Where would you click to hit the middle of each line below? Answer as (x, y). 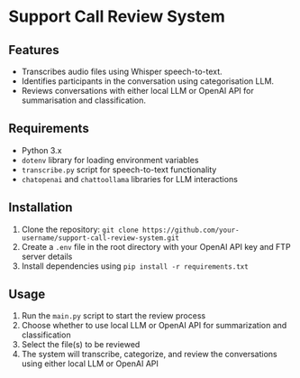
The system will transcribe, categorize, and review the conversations (149, 355)
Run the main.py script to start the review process (114, 316)
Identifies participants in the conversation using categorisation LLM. (148, 81)
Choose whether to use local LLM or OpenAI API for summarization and (154, 326)
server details (47, 256)
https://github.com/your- (191, 230)
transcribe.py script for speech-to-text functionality (119, 170)
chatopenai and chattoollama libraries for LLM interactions (129, 179)
